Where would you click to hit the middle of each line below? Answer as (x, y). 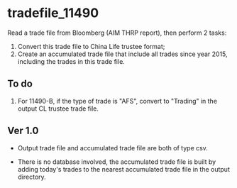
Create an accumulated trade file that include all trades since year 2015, (123, 54)
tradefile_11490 (53, 13)
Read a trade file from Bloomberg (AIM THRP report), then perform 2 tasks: (117, 33)
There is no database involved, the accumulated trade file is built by (117, 162)
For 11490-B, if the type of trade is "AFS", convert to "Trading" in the (117, 101)
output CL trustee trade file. (58, 109)
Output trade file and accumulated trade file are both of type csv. (112, 148)
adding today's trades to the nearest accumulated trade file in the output (124, 169)
